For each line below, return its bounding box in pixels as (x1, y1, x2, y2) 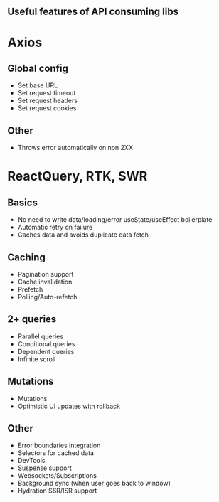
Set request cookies (17, 104, 77, 112)
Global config (7, 62, 69, 74)
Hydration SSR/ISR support (17, 486, 97, 495)
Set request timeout (17, 89, 76, 97)
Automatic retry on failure (17, 223, 93, 232)
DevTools (17, 456, 46, 465)
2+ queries (7, 313, 57, 326)
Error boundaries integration (17, 441, 101, 450)
